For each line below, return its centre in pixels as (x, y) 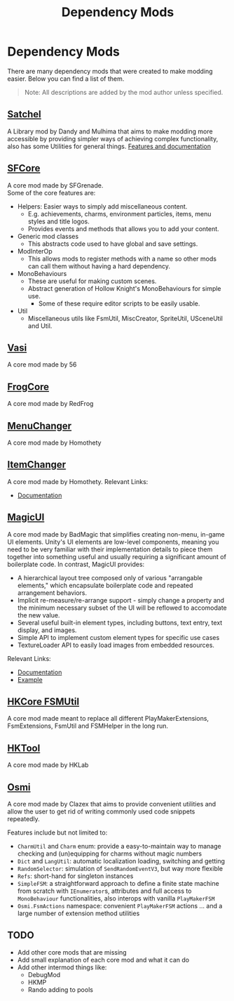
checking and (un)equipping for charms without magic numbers (109, 853)
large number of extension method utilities (78, 913)
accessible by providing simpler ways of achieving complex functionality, (113, 138)
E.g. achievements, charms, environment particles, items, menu (119, 214)
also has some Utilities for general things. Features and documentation (109, 146)
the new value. (39, 615)
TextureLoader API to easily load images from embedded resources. (116, 645)
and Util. (40, 326)
